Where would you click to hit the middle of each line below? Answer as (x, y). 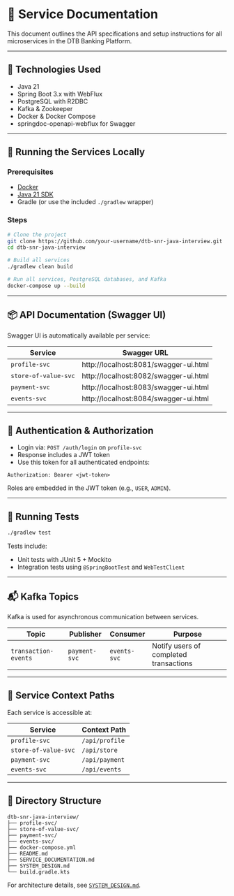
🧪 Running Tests (43, 516)
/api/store (100, 750)
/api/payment (103, 760)
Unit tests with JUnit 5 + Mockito (64, 560)
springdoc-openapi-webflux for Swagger (76, 123)
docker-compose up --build (46, 286)
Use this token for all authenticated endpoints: (83, 462)
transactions (172, 663)
